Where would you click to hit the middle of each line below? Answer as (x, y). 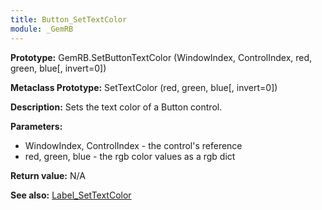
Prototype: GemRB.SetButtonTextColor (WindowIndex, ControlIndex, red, (161, 57)
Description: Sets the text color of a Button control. (116, 107)
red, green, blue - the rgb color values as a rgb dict (130, 156)
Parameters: (36, 126)
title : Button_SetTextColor (69, 19)
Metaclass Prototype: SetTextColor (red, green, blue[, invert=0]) (144, 87)
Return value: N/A (48, 175)
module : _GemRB (42, 29)
